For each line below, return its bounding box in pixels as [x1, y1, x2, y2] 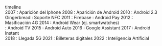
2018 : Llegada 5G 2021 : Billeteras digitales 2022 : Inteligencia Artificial [5, 35, 149, 41]
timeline [5, 4, 21, 10]
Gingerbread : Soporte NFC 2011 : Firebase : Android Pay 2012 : [5, 15, 133, 20]
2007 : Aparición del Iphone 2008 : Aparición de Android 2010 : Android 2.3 [5, 9, 158, 15]
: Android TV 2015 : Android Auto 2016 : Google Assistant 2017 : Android [5, 25, 151, 31]
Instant [5, 30, 19, 36]
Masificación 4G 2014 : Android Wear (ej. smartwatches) [5, 20, 119, 25]
